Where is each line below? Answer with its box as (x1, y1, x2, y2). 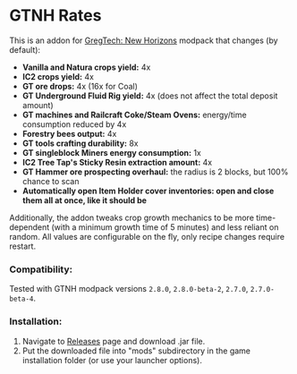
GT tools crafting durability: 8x (21, 138, 139, 149)
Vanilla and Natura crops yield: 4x (21, 62, 151, 72)
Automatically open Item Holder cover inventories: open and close (21, 185, 275, 196)
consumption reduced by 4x (21, 118, 127, 130)
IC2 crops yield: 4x (21, 71, 94, 81)
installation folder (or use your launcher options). (21, 354, 203, 365)
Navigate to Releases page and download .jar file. (21, 336, 206, 346)
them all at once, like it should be (21, 194, 148, 206)
